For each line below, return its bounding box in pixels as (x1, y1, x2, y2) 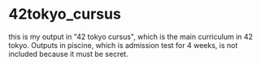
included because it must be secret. (8, 49, 128, 58)
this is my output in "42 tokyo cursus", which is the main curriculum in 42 (8, 32, 254, 41)
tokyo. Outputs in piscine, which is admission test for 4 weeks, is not (8, 40, 238, 50)
